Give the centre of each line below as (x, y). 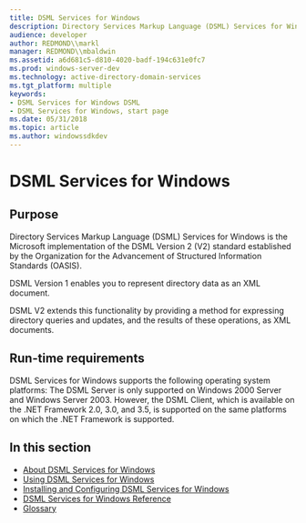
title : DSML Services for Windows (75, 18)
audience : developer (49, 35)
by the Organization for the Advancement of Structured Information (136, 256)
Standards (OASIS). (46, 266)
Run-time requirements (77, 359)
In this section (51, 448)
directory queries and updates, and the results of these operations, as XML (150, 320)
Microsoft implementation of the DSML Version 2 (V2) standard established (150, 246)
